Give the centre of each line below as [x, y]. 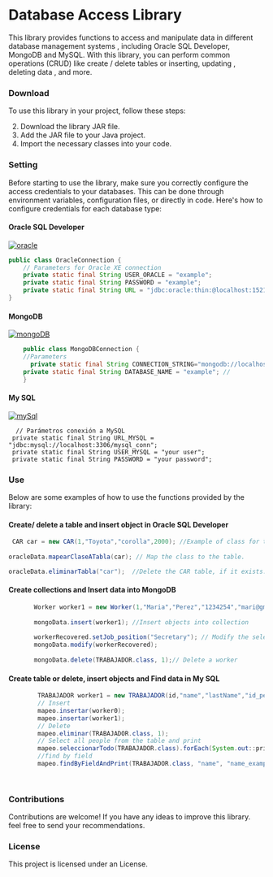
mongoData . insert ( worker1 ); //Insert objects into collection [141, 622]
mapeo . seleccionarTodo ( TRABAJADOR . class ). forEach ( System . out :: [147, 749]
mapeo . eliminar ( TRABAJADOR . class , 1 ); [103, 733]
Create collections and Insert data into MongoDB [92, 590]
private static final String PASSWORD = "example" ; [112, 283]
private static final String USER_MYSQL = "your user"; [108, 452]
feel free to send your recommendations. [77, 826]
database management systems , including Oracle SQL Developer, [119, 46]
